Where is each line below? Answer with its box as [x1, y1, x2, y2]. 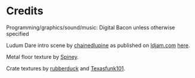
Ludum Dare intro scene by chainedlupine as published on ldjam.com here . [6, 42, 190, 49]
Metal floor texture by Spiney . [6, 53, 79, 60]
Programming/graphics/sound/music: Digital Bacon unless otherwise [6, 24, 175, 31]
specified [6, 30, 29, 37]
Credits [6, 4, 44, 18]
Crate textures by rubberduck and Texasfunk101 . [6, 64, 126, 72]
